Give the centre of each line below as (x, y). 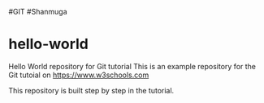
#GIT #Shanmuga (38, 12)
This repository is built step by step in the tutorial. (91, 90)
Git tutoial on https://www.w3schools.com (79, 75)
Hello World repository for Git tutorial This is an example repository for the (132, 66)
